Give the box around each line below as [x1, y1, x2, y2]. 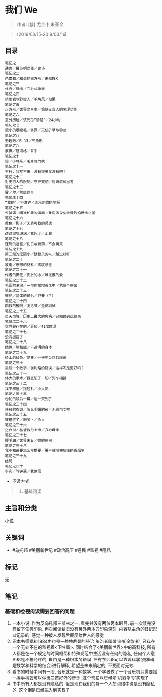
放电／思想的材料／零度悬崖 [5, 262, 52, 267]
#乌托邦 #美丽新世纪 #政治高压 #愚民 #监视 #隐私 [12, 547, 111, 553]
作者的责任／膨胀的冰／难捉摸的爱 [5, 272, 63, 277]
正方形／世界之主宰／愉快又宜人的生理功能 [5, 107, 78, 112]
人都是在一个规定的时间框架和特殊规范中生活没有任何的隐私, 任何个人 [12, 650, 151, 656]
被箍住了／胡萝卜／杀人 [5, 417, 45, 422]
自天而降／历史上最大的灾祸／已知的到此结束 [5, 314, 81, 319]
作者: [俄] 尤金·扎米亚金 [16, 21, 64, 27]
